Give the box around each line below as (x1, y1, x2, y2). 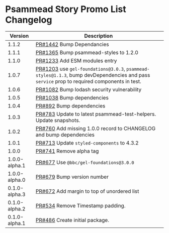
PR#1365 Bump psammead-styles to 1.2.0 (35, 49, 138, 56)
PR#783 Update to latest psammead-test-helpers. (35, 110, 156, 118)
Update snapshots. (35, 117, 80, 124)
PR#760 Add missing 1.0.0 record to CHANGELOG (35, 125, 156, 132)
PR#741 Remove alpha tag (35, 147, 99, 154)
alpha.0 (8, 176, 26, 183)
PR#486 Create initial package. (35, 216, 110, 223)
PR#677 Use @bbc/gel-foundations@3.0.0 (35, 159, 134, 166)
